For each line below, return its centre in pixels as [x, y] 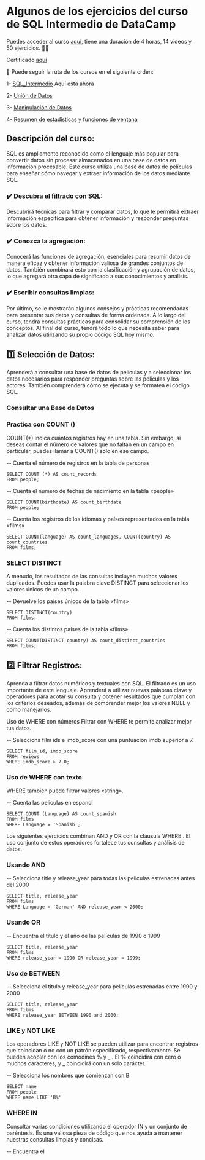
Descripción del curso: [50, 139]
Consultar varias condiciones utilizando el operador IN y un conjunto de [97, 1126]
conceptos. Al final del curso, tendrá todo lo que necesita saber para [93, 328]
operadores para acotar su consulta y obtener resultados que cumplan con [101, 696]
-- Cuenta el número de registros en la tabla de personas [78, 463]
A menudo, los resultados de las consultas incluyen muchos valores [92, 576]
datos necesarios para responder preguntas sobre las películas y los [93, 379]
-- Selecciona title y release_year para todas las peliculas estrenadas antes [101, 878]
